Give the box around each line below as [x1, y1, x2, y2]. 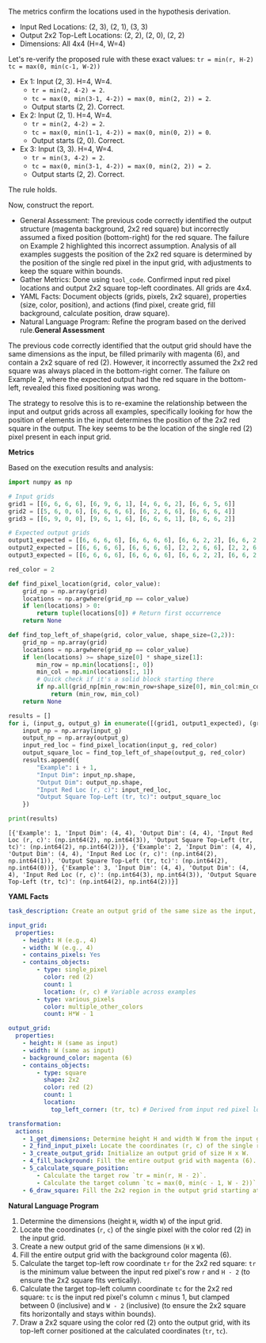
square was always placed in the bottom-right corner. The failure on [8, 366, 230, 376]
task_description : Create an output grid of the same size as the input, [8, 907, 257, 915]
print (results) [8, 815, 59, 823]
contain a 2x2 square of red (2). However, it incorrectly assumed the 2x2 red [8, 357, 258, 367]
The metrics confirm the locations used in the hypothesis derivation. [8, 7, 231, 16]
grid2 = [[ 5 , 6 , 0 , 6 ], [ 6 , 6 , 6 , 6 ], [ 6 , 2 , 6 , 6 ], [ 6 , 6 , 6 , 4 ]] [8, 507, 236, 515]
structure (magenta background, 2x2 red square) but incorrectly [19, 224, 230, 233]
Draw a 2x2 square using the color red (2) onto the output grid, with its [19, 1318, 251, 1327]
